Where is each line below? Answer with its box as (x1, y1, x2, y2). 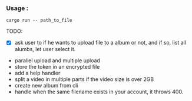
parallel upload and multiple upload (14, 57, 100, 64)
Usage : (6, 4, 29, 12)
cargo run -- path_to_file (6, 18, 72, 23)
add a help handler (14, 69, 61, 77)
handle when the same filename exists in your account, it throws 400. (14, 88, 184, 95)
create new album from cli (14, 82, 78, 89)
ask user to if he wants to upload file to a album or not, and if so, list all (14, 39, 187, 46)
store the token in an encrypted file (14, 63, 100, 70)
